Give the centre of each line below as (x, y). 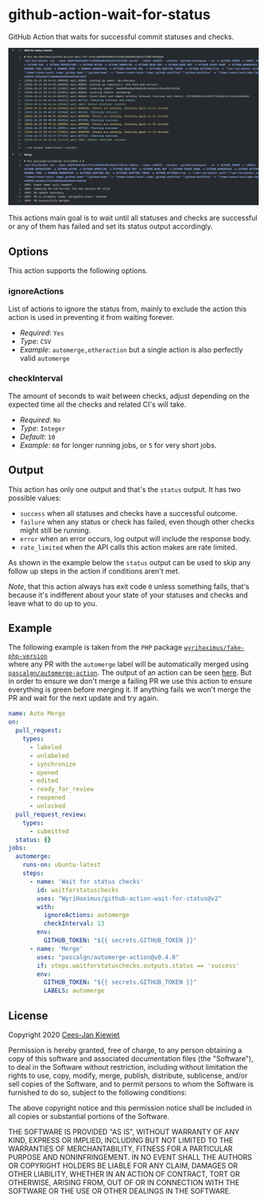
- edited (44, 781)
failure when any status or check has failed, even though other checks (137, 521)
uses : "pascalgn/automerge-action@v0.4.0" (108, 957)
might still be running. (55, 530)
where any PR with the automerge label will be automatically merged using (128, 664)
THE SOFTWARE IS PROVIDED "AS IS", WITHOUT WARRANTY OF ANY (124, 1132)
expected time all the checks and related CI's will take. (97, 404)
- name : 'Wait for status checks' (87, 881)
